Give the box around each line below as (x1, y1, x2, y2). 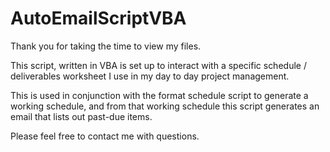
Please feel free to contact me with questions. (10, 130, 200, 142)
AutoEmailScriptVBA (10, 7, 187, 30)
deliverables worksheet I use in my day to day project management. (10, 70, 290, 82)
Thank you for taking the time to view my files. (10, 40, 202, 52)
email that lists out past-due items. (10, 110, 153, 122)
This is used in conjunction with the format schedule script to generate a (10, 89, 309, 101)
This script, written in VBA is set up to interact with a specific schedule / (10, 59, 307, 71)
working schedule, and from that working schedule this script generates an (10, 100, 320, 112)
